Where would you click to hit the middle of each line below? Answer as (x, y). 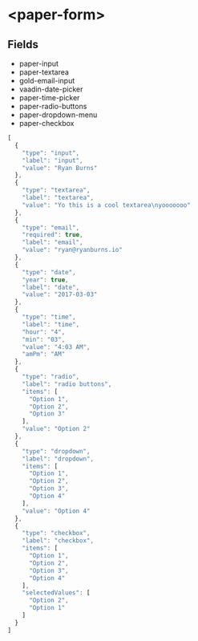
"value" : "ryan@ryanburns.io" (73, 250)
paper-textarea (44, 72)
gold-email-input (47, 81)
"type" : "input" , (51, 153)
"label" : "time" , (51, 324)
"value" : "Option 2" (56, 429)
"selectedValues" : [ (56, 593)
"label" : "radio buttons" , (67, 384)
